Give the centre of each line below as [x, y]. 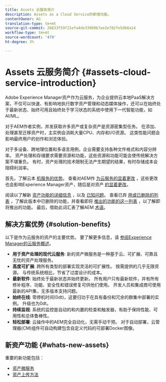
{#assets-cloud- [116, 72]
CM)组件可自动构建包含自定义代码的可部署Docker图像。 [80, 328]
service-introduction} [51, 83]
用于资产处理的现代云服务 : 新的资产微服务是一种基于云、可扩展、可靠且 [85, 254]
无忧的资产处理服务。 [34, 260]
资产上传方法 [25, 375]
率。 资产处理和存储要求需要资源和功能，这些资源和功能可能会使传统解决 [79, 155]
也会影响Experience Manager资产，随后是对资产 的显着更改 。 [68, 184]
